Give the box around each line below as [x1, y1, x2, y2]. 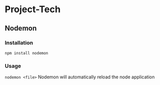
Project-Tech [5, 4, 61, 15]
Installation [5, 39, 34, 46]
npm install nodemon [5, 50, 49, 55]
